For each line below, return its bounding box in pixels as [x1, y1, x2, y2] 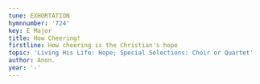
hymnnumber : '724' [8, 19, 70, 27]
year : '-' [8, 64, 42, 72]
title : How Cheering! [8, 34, 81, 42]
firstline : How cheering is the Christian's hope [8, 42, 179, 50]
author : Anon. [8, 57, 56, 65]
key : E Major [8, 26, 52, 34]
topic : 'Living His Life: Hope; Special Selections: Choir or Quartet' [8, 49, 254, 57]
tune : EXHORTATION [8, 11, 70, 20]
